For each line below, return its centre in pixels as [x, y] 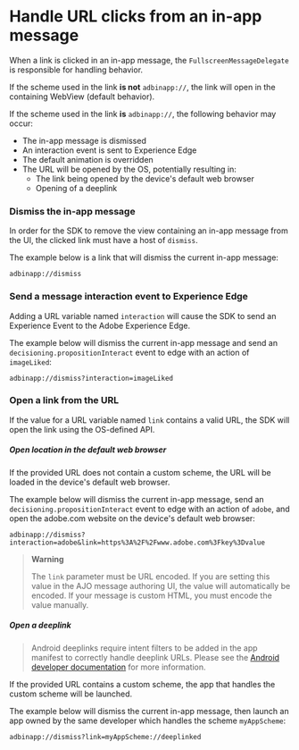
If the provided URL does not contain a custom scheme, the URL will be [141, 472]
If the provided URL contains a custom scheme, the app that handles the [142, 684]
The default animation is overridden [87, 159]
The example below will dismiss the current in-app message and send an [144, 342]
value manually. [60, 604]
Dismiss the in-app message [72, 211]
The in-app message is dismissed [84, 140]
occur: [21, 123]
